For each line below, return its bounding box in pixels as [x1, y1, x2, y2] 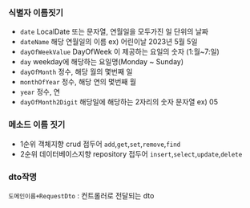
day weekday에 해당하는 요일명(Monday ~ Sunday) [19, 57, 184, 67]
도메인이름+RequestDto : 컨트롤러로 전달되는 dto [8, 190, 155, 200]
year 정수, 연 [19, 87, 60, 97]
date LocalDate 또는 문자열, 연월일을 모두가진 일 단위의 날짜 [19, 27, 208, 37]
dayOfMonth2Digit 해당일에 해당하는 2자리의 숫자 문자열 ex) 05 [19, 97, 219, 107]
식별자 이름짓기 [8, 6, 64, 18]
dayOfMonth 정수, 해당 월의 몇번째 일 [19, 67, 133, 77]
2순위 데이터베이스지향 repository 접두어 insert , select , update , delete [19, 149, 243, 158]
